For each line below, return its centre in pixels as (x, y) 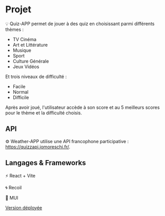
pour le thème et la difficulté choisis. (44, 113)
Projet (18, 9)
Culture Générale (31, 61)
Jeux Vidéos (26, 66)
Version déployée (24, 208)
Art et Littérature (30, 45)
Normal (20, 92)
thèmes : (15, 29)
